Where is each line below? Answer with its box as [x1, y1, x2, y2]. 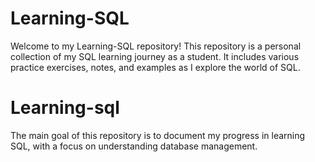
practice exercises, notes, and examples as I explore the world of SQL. [10, 61, 301, 73]
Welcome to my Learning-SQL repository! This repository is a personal [10, 40, 302, 52]
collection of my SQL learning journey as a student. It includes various [10, 50, 300, 62]
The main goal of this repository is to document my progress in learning [10, 129, 306, 141]
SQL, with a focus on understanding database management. [10, 140, 258, 152]
